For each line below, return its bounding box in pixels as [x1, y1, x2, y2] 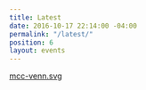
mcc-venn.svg [9, 70, 62, 81]
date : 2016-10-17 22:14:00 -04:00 [9, 21, 138, 30]
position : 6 [9, 37, 53, 47]
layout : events [9, 46, 66, 55]
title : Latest [9, 12, 62, 22]
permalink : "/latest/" [9, 29, 93, 38]
